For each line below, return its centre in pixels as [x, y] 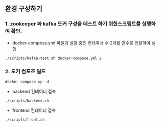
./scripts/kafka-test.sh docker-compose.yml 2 [53, 58]
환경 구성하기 [24, 9]
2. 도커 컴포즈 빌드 [25, 71]
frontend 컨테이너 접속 [34, 110]
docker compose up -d [27, 82]
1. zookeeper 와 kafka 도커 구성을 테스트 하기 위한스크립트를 [73, 24]
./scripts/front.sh [25, 119]
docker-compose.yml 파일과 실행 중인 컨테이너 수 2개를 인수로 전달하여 [81, 42]
